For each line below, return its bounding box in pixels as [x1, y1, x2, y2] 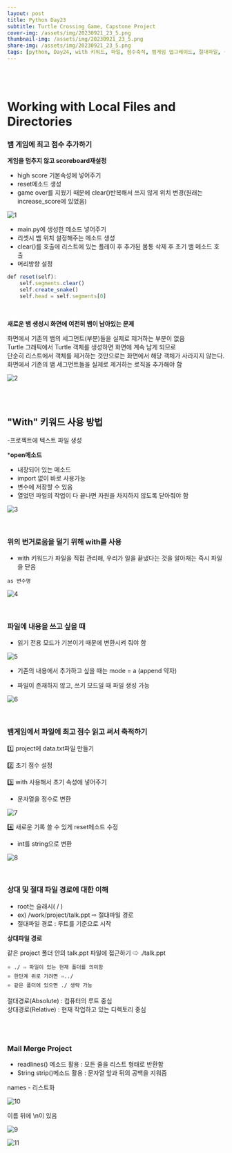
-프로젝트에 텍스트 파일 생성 [7, 436, 82, 444]
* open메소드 [7, 450, 43, 459]
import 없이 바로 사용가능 [17, 474, 86, 482]
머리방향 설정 [17, 260, 53, 268]
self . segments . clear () [19, 280, 85, 287]
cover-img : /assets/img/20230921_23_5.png [7, 29, 131, 37]
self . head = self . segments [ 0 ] [19, 293, 107, 300]
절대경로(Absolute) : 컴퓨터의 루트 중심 [7, 996, 113, 1005]
